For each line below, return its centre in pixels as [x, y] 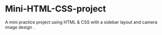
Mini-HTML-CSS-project [55, 9]
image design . [20, 27]
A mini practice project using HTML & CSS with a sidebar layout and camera [81, 22]
